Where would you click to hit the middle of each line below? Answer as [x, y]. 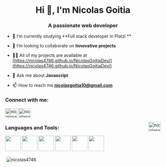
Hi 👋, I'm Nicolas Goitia [83, 10]
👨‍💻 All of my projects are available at [50, 55]
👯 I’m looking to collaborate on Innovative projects [64, 46]
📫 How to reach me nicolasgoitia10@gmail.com [62, 85]
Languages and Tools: [32, 127]
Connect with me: [27, 100]
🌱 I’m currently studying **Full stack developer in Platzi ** [72, 36]
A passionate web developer [83, 26]
